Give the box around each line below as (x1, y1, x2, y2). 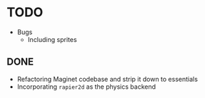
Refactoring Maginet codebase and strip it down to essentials (16, 75, 198, 83)
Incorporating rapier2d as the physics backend (16, 82, 156, 91)
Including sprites (27, 35, 77, 43)
